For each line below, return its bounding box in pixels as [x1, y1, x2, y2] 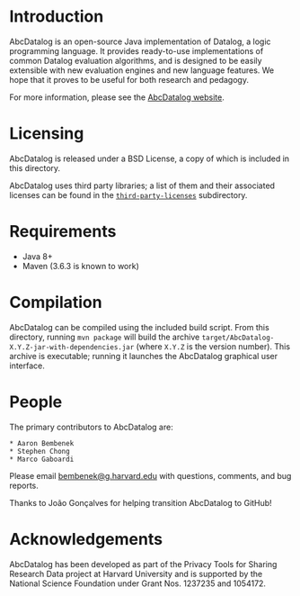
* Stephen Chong [9, 447, 70, 456]
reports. [9, 480, 39, 491]
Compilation [9, 293, 102, 312]
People [9, 392, 63, 411]
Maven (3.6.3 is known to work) [22, 260, 139, 271]
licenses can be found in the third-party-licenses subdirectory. [9, 189, 248, 200]
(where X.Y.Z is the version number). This [136, 340, 290, 352]
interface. [9, 360, 45, 371]
